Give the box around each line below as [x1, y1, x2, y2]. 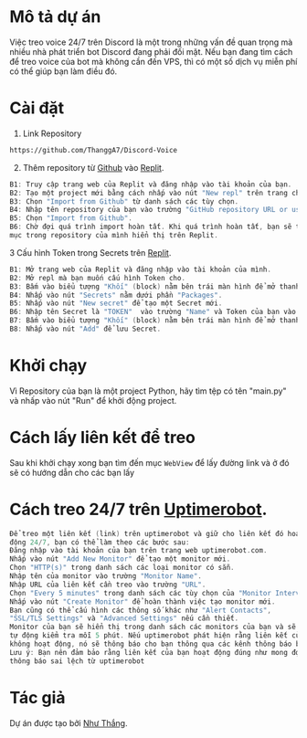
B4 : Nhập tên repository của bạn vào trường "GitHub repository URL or [9, 206, 288, 215]
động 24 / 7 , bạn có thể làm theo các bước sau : [9, 537, 190, 547]
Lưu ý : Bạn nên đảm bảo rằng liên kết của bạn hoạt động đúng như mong [9, 648, 288, 657]
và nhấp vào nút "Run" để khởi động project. [9, 395, 177, 406]
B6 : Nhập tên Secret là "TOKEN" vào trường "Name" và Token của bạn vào [9, 308, 297, 317]
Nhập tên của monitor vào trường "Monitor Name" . [9, 572, 203, 581]
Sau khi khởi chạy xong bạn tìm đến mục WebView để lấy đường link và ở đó [9, 457, 290, 468]
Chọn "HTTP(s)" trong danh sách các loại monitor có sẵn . [9, 564, 235, 573]
